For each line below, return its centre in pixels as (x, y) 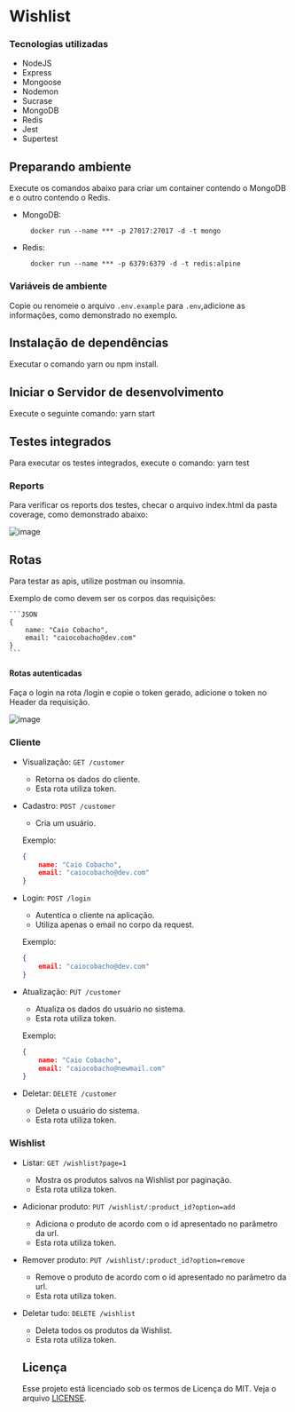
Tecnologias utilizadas (59, 44)
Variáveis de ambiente (58, 286)
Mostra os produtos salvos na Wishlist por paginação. (133, 1179)
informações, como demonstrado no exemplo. (93, 315)
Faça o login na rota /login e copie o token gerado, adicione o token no (138, 693)
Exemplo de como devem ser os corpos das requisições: (113, 599)
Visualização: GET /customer (74, 762)
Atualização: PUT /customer (71, 991)
